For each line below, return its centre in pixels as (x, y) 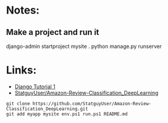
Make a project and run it (53, 32)
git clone (18, 103)
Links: (22, 70)
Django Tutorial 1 (35, 86)
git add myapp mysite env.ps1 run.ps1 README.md (67, 114)
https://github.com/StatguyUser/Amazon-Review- (92, 103)
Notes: (23, 10)
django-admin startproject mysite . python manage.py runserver (84, 46)
